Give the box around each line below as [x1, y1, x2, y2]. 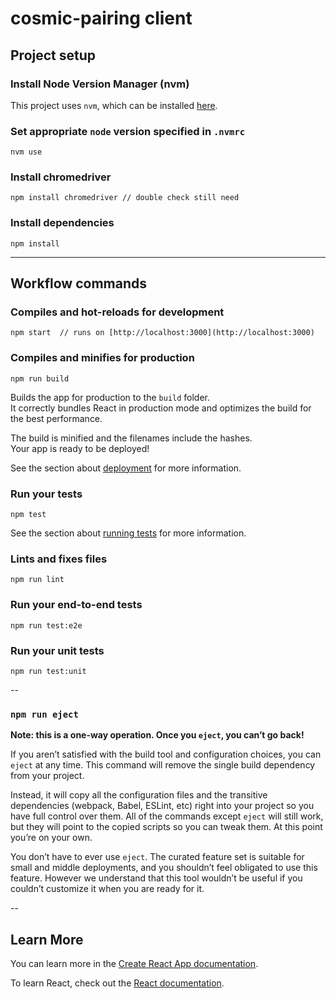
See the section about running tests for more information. [10, 527, 247, 539]
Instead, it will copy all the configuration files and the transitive [10, 789, 268, 801]
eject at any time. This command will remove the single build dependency [10, 759, 316, 771]
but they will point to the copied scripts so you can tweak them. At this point [10, 821, 323, 833]
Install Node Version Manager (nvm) [10, 77, 190, 91]
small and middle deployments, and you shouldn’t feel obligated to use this [10, 862, 318, 874]
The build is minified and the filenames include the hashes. [10, 432, 253, 444]
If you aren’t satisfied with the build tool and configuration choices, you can [10, 748, 322, 761]
